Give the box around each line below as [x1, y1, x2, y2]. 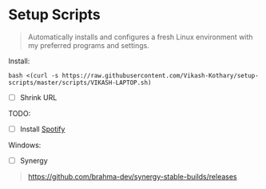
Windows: [8, 140, 42, 150]
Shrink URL [19, 92, 58, 102]
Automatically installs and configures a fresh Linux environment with [27, 32, 253, 42]
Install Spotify [19, 124, 66, 134]
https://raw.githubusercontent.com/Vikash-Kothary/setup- [62, 71, 260, 79]
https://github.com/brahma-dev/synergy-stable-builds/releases [27, 172, 237, 182]
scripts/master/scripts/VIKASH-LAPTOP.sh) [8, 78, 152, 86]
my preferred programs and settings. [27, 40, 149, 50]
